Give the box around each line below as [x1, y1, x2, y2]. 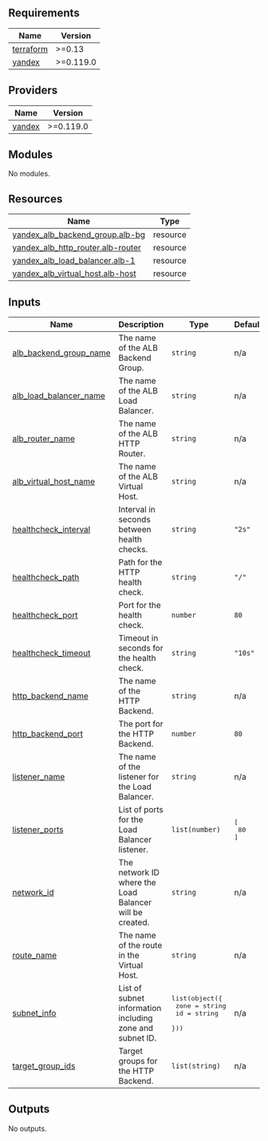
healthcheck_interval [12, 524, 91, 535]
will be [118, 907, 144, 918]
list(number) [171, 825, 221, 835]
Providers [8, 84, 58, 97]
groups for [118, 1056, 158, 1067]
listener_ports [12, 824, 64, 835]
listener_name [12, 772, 65, 783]
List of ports [118, 804, 164, 815]
